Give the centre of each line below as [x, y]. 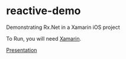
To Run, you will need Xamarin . [44, 38]
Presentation [22, 50]
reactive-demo [43, 11]
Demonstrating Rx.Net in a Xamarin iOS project [63, 27]
